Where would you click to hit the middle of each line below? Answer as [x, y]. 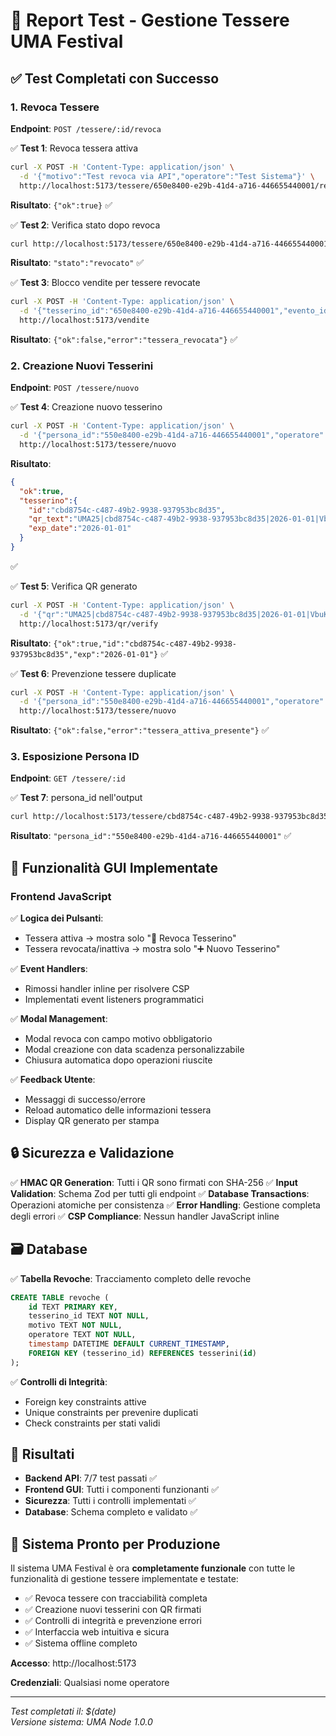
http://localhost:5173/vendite [84, 320]
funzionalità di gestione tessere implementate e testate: [124, 1579]
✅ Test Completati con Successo [115, 78]
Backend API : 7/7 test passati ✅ [91, 1478]
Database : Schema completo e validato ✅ [111, 1512]
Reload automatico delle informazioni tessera [118, 1110]
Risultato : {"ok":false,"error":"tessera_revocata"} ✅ [124, 339]
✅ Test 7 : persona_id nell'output [76, 798]
